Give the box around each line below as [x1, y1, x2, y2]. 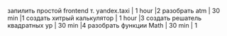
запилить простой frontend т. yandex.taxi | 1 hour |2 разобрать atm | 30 [7, 7, 221, 15]
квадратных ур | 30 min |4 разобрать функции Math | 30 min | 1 [7, 21, 197, 29]
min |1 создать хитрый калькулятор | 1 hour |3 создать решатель [7, 14, 202, 22]
